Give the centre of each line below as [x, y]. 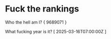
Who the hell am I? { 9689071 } [36, 22]
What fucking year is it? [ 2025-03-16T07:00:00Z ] [56, 31]
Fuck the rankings [42, 9]
